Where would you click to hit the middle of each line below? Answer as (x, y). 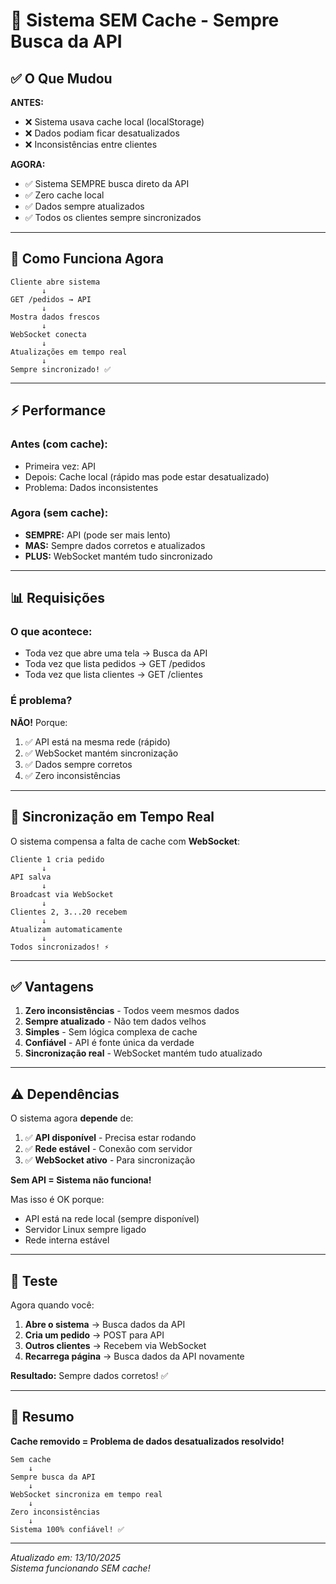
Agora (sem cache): (59, 513)
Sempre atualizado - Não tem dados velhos (115, 1021)
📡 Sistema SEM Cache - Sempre (145, 20)
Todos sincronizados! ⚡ (60, 947)
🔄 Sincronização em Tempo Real (112, 817)
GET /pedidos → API (51, 299)
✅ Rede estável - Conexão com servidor (108, 1149)
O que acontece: (51, 632)
